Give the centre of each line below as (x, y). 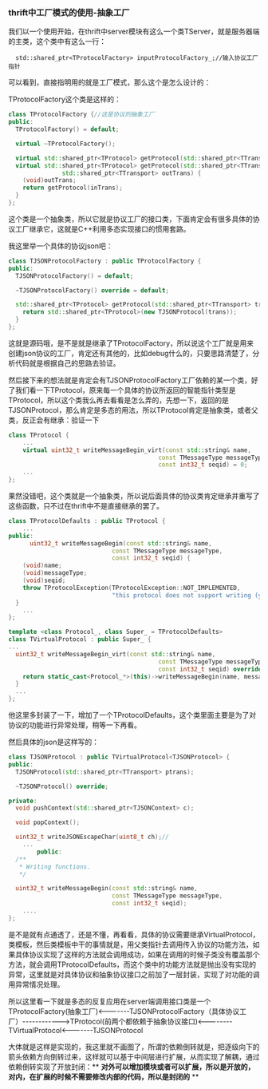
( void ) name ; (42, 566)
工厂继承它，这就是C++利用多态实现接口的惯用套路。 (102, 228)
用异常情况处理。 (36, 984)
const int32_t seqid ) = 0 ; (203, 465)
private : (23, 801)
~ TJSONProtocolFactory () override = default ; (93, 290)
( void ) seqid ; (44, 580)
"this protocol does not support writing (181, 595)
